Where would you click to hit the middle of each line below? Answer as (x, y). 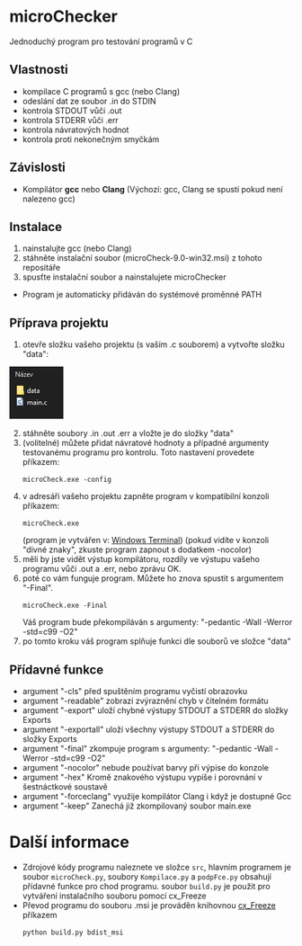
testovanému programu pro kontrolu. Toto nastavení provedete (138, 452)
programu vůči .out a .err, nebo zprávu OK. (102, 569)
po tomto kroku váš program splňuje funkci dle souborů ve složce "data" (156, 641)
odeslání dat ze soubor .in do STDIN (89, 101)
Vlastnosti (39, 70)
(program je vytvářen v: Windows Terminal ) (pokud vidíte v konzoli (146, 540)
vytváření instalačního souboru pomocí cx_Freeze (114, 896)
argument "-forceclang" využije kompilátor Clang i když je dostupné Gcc (157, 796)
